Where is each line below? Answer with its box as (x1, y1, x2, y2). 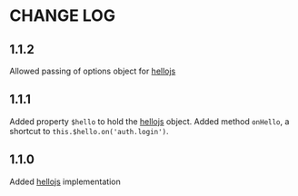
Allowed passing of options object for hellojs (9, 65, 176, 76)
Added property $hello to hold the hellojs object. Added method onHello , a (9, 115, 290, 127)
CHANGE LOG (9, 5, 116, 26)
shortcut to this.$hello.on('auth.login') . (9, 125, 170, 136)
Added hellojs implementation (9, 176, 121, 187)
